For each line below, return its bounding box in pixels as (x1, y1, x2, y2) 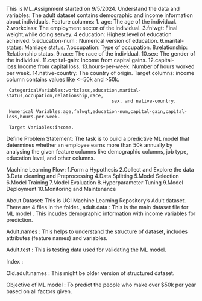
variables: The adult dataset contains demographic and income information (6, 11, 193, 19)
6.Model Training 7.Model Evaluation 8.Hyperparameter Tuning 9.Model (6, 179, 184, 186)
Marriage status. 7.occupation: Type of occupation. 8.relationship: (24, 44, 188, 51)
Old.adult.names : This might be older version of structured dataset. (6, 270, 175, 277)
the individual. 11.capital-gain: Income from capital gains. (6, 57, 147, 63)
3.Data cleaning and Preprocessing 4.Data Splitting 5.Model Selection (6, 172, 179, 180)
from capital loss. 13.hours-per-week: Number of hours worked (37, 63, 195, 70)
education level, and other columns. (6, 154, 95, 161)
